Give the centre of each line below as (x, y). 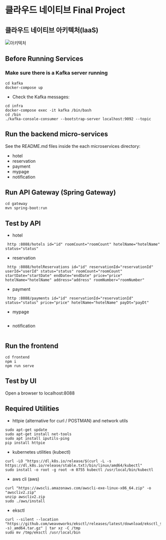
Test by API (23, 223)
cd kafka (14, 83)
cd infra (14, 106)
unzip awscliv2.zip (25, 497)
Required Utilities (32, 409)
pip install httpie (25, 443)
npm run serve (20, 366)
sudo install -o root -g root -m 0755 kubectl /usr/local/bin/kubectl (79, 470)
